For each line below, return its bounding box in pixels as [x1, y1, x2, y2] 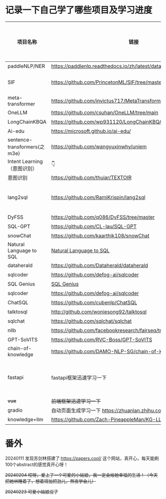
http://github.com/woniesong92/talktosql [51, 308, 147, 315]
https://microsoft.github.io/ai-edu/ [51, 127, 131, 134]
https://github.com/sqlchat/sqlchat [51, 317, 132, 324]
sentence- [7, 136, 33, 143]
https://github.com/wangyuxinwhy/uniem [51, 143, 147, 150]
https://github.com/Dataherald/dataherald [51, 262, 148, 269]
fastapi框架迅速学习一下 [51, 374, 107, 381]
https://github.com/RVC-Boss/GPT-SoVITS [51, 336, 152, 343]
